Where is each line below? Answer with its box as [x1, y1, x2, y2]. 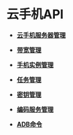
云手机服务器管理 [16, 31, 66, 39]
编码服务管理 [16, 105, 54, 113]
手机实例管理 [16, 60, 54, 69]
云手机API [6, 6, 64, 22]
